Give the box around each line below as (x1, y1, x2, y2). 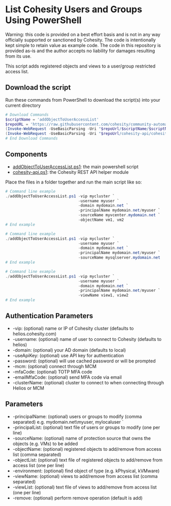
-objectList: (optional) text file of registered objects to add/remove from (12, 456, 163, 463)
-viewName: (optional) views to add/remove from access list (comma (12, 473, 158, 479)
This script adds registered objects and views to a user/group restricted (5, 63, 156, 69)
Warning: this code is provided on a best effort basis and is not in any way (5, 31, 161, 37)
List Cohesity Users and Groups (5, 4, 142, 15)
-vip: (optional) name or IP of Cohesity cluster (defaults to (12, 325, 134, 331)
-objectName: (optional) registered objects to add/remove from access (12, 446, 161, 452)
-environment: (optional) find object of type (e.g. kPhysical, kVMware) (12, 468, 160, 474)
